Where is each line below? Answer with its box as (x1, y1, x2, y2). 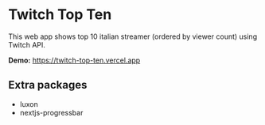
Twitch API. (8, 40, 46, 49)
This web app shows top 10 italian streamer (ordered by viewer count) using (8, 32, 257, 41)
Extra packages (8, 78, 88, 92)
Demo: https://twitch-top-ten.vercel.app (8, 55, 141, 65)
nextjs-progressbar (19, 108, 84, 117)
